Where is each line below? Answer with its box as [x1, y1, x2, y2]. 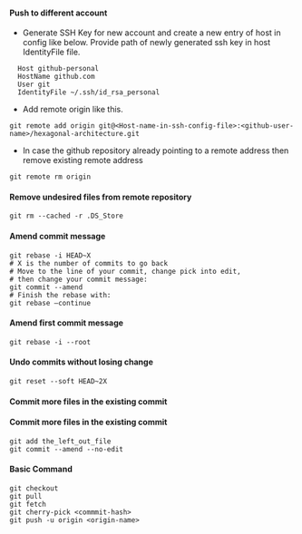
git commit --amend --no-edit [9, 444, 124, 453]
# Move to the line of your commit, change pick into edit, [9, 267, 242, 276]
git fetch [9, 500, 47, 510]
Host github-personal [17, 64, 100, 73]
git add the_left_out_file [9, 436, 112, 446]
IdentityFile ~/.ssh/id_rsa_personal [17, 88, 161, 97]
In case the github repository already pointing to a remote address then [22, 145, 289, 156]
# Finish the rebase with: [9, 290, 112, 299]
